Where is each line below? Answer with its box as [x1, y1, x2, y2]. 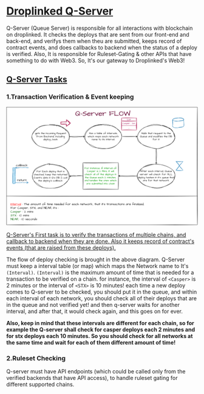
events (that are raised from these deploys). [6, 244, 117, 251]
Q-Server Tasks [6, 74, 67, 85]
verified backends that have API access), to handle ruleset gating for [6, 375, 178, 381]
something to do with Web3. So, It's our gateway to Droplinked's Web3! [6, 57, 185, 64]
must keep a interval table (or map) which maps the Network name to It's [6, 262, 189, 269]
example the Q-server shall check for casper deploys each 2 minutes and [6, 326, 195, 333]
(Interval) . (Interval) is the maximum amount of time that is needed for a [6, 269, 194, 276]
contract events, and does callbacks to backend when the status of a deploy [6, 44, 197, 51]
